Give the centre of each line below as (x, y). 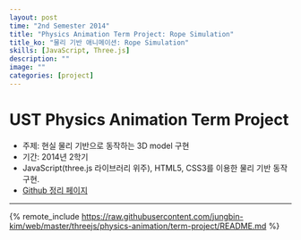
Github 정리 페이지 (55, 190)
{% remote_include (45, 216)
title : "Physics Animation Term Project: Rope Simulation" (122, 34)
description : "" (39, 59)
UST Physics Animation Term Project (149, 119)
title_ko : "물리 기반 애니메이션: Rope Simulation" (99, 42)
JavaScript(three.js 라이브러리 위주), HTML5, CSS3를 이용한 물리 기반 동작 (155, 168)
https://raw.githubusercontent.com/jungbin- (162, 216)
